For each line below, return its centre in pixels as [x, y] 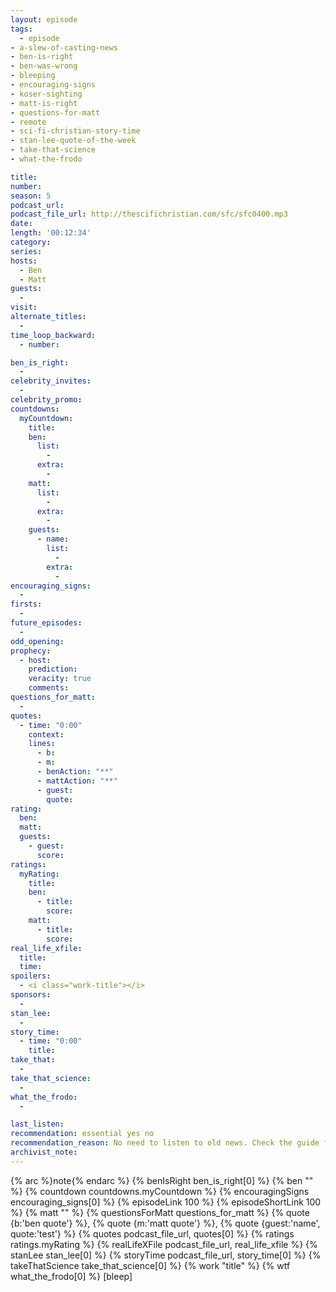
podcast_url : [37, 205]
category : [31, 242]
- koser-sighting [46, 94]
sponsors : [31, 995]
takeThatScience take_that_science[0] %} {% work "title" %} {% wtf [150, 1265]
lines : [42, 744]
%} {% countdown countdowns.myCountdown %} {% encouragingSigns [160, 1191]
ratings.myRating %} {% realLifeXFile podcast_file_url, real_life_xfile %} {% [164, 1244]
